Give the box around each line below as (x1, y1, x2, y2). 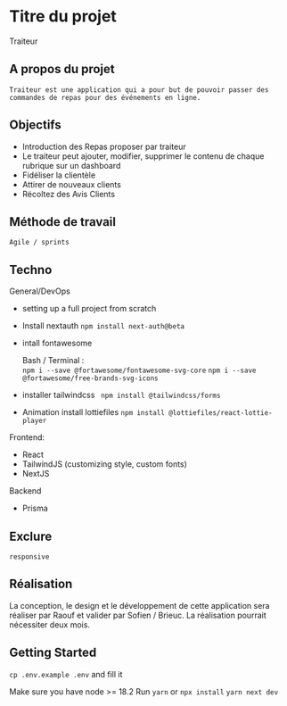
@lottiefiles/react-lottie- (168, 409, 274, 418)
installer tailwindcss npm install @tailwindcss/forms (21, 390, 221, 401)
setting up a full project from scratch (21, 303, 157, 314)
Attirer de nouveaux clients (21, 179, 122, 189)
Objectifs (9, 118, 62, 133)
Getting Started (9, 645, 97, 660)
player (21, 417, 47, 426)
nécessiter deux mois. (9, 619, 91, 630)
